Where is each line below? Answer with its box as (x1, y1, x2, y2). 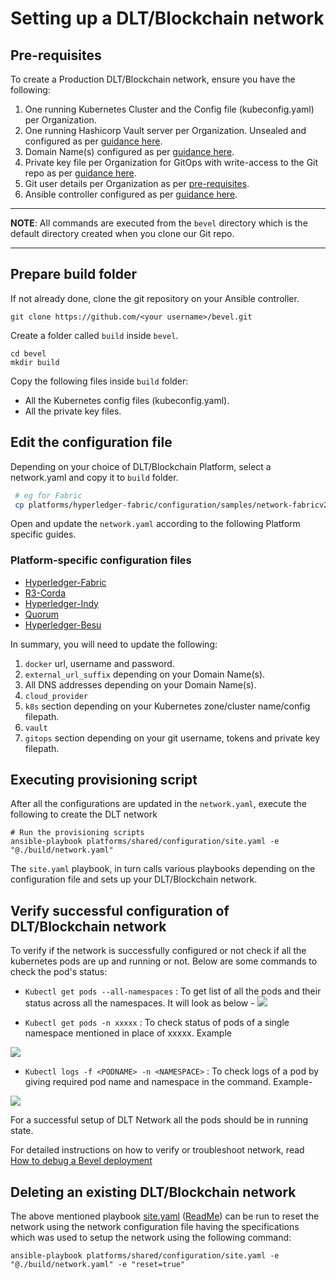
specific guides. (10, 528, 77, 541)
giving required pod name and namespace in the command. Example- (24, 1076, 313, 1088)
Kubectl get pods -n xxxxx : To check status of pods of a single (24, 1017, 290, 1029)
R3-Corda (24, 587, 66, 599)
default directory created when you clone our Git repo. (10, 228, 235, 239)
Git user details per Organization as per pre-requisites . (24, 178, 250, 189)
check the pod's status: (10, 966, 108, 978)
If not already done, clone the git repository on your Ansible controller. (10, 292, 300, 304)
